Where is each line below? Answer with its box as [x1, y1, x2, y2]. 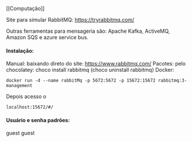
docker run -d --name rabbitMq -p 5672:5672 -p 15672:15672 [6, 78, 156, 84]
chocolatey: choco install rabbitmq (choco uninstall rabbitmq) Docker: [6, 67, 174, 74]
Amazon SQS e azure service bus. [6, 34, 89, 40]
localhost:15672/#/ [6, 105, 54, 110]
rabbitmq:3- [157, 78, 187, 84]
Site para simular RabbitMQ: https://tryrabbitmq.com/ [6, 16, 135, 23]
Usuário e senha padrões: [6, 116, 70, 123]
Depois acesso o [6, 93, 47, 100]
